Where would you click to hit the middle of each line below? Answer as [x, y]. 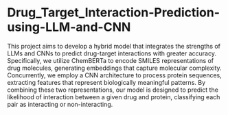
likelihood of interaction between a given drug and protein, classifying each [114, 97]
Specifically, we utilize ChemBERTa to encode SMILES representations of [111, 60]
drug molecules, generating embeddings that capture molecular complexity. [114, 68]
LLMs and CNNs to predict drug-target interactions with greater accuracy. [112, 53]
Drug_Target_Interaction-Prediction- [114, 13]
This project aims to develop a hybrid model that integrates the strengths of [114, 46]
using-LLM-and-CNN [69, 27]
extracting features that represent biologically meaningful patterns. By [106, 82]
